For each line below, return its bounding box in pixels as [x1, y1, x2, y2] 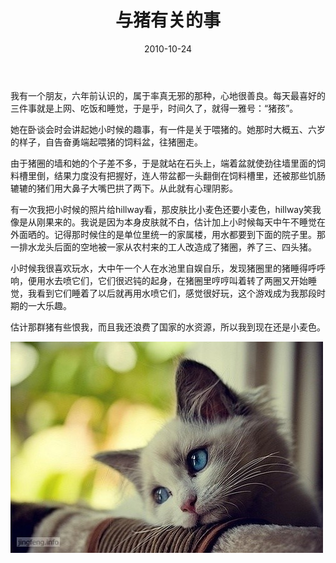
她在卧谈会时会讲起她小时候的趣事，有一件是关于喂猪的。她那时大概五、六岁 [10, 123, 326, 135]
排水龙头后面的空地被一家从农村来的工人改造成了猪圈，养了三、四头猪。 [18, 241, 317, 253]
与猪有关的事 [114, 9, 221, 32]
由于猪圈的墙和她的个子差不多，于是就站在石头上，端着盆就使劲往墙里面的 [10, 157, 317, 169]
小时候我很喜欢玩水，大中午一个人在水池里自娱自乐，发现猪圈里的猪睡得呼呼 [10, 262, 326, 274]
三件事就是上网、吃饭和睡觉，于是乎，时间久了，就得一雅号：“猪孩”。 [10, 102, 299, 114]
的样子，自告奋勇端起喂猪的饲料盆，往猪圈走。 [10, 136, 203, 148]
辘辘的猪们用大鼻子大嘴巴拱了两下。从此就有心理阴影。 [10, 182, 238, 194]
